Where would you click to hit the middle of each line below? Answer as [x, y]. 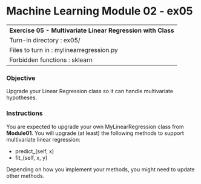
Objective [21, 78]
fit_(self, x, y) [31, 157]
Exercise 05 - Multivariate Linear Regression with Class [92, 30]
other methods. [25, 176]
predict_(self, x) [35, 151]
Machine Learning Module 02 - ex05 [100, 11]
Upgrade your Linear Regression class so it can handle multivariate [90, 91]
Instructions [25, 113]
